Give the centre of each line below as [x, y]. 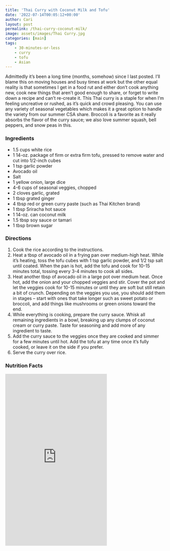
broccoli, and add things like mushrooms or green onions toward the [84, 304]
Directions [18, 238]
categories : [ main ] [26, 39]
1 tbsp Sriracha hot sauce [39, 209]
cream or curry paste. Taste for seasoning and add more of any [79, 325]
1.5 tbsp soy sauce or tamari [42, 220]
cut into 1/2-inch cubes [37, 160]
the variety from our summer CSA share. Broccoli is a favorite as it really [81, 115]
